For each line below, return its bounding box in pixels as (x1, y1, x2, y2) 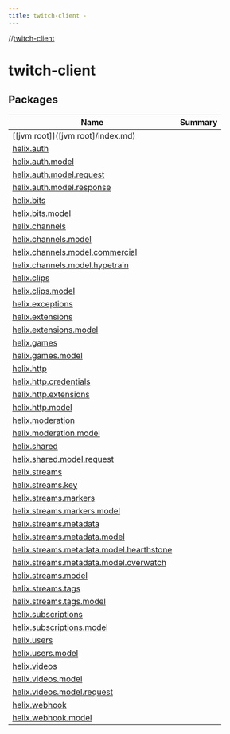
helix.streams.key (12, 479, 78, 490)
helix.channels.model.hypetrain (12, 260, 129, 271)
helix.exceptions (12, 298, 73, 309)
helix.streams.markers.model (12, 505, 121, 516)
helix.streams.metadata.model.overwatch (12, 556, 167, 568)
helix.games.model (12, 349, 84, 361)
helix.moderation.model (12, 428, 101, 439)
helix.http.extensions (12, 388, 90, 400)
